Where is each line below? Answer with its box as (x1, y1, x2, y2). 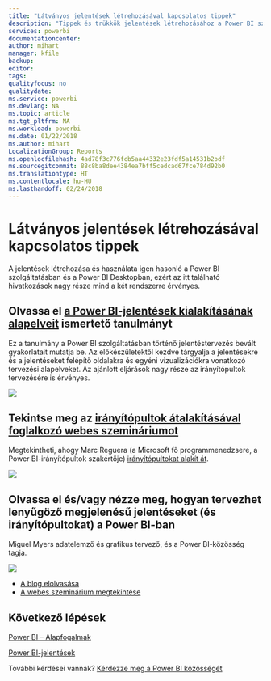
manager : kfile (8, 49, 60, 57)
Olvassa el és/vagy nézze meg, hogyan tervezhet (8, 493, 262, 506)
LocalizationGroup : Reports (8, 147, 103, 155)
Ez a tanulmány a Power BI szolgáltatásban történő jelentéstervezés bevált (8, 338, 256, 348)
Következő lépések (8, 611, 106, 624)
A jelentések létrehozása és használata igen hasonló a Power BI (8, 264, 220, 273)
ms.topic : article (8, 110, 70, 118)
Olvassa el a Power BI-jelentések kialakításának (8, 304, 254, 318)
